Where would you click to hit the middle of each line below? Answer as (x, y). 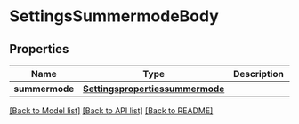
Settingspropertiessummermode (154, 89)
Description (259, 74)
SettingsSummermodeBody (114, 16)
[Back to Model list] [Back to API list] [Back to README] (111, 111)
